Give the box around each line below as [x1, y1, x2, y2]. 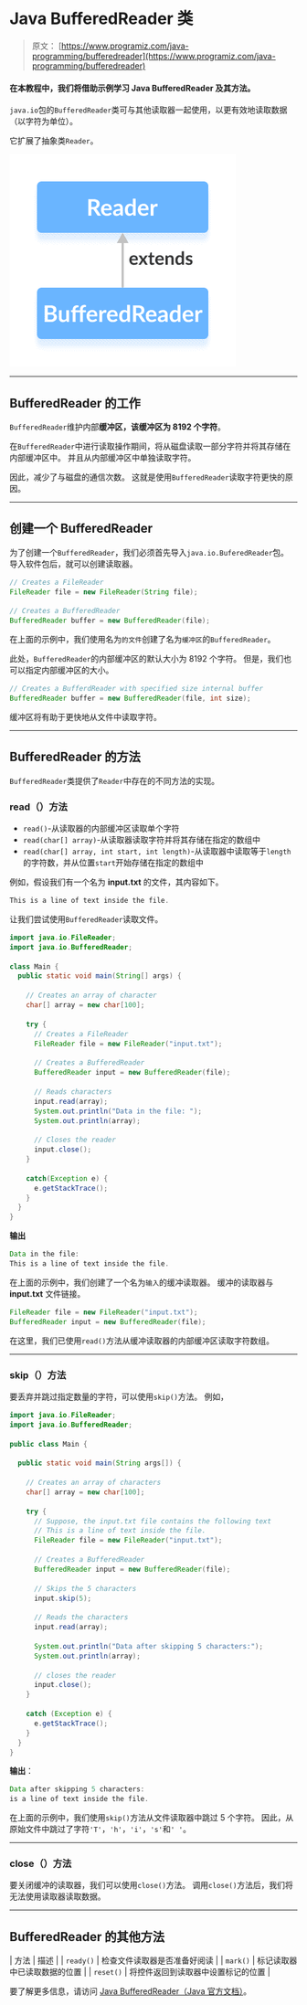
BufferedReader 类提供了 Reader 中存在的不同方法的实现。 [9, 775, 220, 786]
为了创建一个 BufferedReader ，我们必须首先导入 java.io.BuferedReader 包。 [9, 546, 290, 557]
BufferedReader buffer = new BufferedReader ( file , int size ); [9, 694, 251, 704]
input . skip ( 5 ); [33, 1594, 92, 1603]
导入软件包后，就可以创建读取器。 [9, 558, 138, 569]
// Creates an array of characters [26, 1478, 162, 1488]
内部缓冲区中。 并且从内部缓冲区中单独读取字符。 [9, 451, 196, 462]
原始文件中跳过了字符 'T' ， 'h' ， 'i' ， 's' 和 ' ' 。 [9, 1824, 192, 1835]
